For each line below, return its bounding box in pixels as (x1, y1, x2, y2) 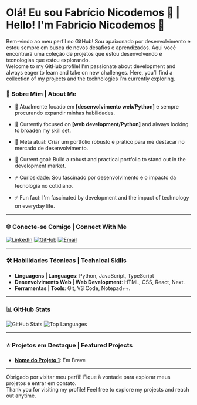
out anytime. (6, 392, 36, 399)
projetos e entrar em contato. (6, 380, 77, 387)
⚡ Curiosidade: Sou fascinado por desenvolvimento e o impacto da (14, 174, 176, 181)
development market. (14, 162, 66, 170)
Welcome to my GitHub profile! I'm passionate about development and (6, 62, 176, 70)
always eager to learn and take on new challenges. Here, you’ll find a (6, 69, 173, 76)
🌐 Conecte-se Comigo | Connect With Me (6, 223, 127, 231)
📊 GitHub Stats (6, 305, 51, 313)
